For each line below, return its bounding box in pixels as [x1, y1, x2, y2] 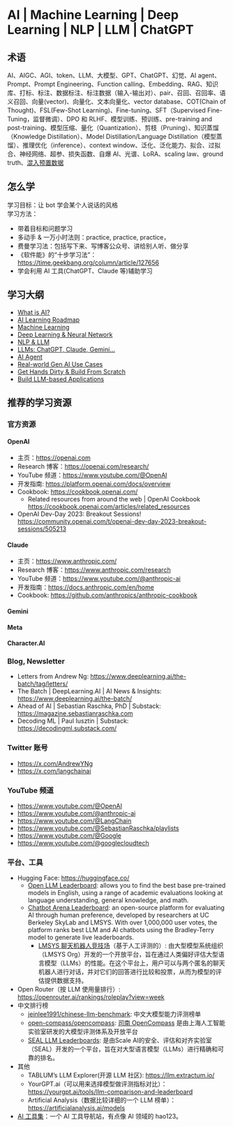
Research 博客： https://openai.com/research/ [17, 462, 149, 471]
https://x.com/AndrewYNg [17, 759, 93, 767]
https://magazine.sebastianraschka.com [17, 709, 134, 718]
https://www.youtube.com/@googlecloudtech [17, 839, 150, 848]
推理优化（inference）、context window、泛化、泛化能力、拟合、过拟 [22, 141, 221, 149]
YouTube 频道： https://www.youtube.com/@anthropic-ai [17, 575, 181, 583]
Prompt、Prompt [7, 80, 56, 88]
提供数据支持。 [44, 976, 88, 985]
